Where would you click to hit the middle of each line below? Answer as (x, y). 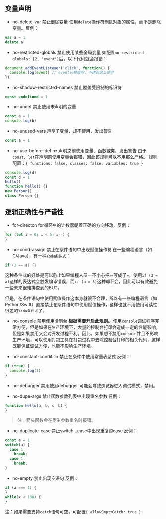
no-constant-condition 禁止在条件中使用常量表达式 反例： (71, 357)
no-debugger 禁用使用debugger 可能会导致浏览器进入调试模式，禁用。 (85, 385)
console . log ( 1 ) (25, 371)
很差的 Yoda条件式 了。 (26, 311)
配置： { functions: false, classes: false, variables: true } (78, 163)
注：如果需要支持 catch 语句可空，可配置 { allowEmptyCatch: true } (73, 512)
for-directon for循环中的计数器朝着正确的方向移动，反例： (71, 225)
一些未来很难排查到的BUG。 (34, 288)
